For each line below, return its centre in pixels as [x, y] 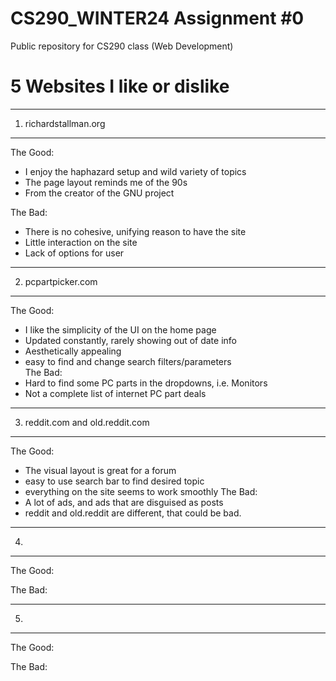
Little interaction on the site [81, 242]
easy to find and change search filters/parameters [128, 361]
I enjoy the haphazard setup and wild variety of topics [135, 171]
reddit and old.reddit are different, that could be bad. [133, 513]
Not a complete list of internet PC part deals [115, 393]
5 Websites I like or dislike [120, 86]
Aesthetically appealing [73, 351]
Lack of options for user [74, 253]
